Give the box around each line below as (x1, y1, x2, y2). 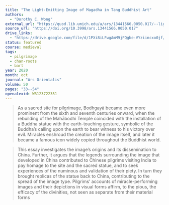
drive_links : (5, 31, 33, 36)
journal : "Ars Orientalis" (5, 77, 62, 82)
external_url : (5, 21, 35, 27)
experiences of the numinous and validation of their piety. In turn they (17, 168, 162, 174)
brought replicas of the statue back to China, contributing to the (17, 173, 150, 179)
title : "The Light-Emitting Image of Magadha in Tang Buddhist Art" (5, 7, 152, 13)
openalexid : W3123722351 (5, 91, 57, 96)
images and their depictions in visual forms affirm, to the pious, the (17, 184, 156, 190)
